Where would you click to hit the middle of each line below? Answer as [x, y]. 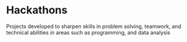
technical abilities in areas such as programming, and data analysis [88, 32]
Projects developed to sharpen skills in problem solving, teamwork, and [94, 26]
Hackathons [37, 10]
